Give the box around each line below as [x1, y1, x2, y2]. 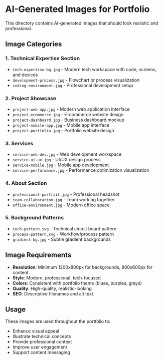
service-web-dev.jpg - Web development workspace [12, 151, 122, 157]
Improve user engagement [12, 344, 68, 350]
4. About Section [5, 180, 47, 187]
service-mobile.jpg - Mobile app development [12, 162, 109, 168]
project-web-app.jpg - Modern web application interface [12, 106, 130, 112]
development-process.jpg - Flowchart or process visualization [12, 77, 140, 83]
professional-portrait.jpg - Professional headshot [12, 191, 120, 197]
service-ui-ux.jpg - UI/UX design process [12, 157, 101, 163]
